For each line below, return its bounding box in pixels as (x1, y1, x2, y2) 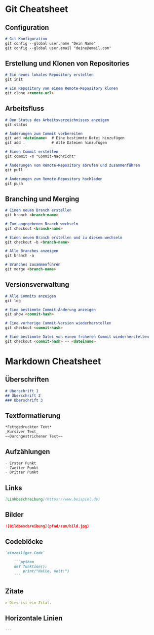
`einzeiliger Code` (5, 551, 45, 556)
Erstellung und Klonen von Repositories (5, 60, 130, 68)
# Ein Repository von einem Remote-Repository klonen (5, 86, 118, 91)
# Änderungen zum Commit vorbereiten (5, 131, 83, 136)
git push (5, 181, 23, 186)
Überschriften (5, 376, 49, 384)
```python (14, 560, 35, 565)
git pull (5, 167, 23, 172)
